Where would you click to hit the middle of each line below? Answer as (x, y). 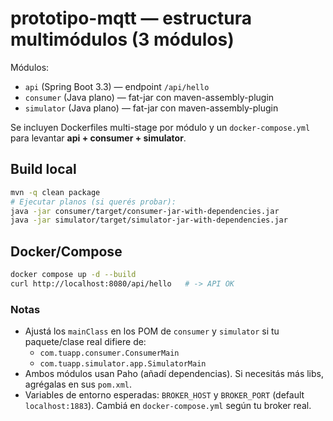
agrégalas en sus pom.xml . (78, 384)
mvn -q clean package (55, 192)
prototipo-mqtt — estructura (131, 18)
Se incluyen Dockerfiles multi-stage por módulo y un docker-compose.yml (160, 127)
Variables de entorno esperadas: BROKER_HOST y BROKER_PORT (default (164, 395)
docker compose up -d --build (73, 275)
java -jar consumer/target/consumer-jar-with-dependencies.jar (145, 211)
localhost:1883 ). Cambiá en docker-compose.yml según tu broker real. (168, 406)
